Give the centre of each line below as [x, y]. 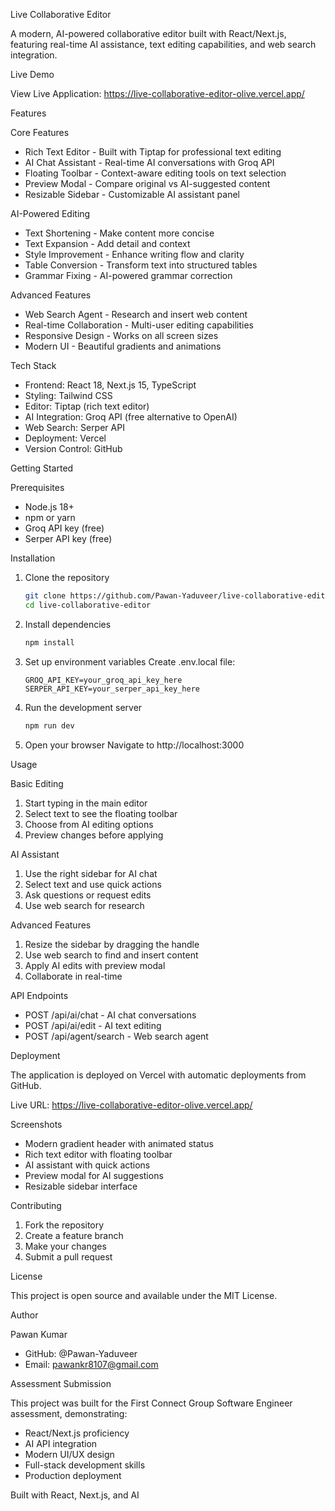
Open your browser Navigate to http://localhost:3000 [134, 745]
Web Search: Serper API [74, 427]
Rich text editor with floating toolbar [98, 1154]
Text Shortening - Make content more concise [119, 233]
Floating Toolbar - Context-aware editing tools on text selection [155, 173]
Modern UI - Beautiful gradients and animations [123, 346]
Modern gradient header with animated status [119, 1143]
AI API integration [61, 1443]
